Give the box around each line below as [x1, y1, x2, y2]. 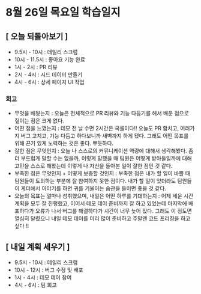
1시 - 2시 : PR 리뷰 [14, 64, 58, 70]
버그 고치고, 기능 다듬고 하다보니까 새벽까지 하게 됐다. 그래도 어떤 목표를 [20, 132, 189, 139]
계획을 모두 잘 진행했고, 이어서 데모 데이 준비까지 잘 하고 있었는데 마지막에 [14, 200, 187, 207]
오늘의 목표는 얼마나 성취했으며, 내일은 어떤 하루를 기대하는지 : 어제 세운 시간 [14, 192, 194, 200]
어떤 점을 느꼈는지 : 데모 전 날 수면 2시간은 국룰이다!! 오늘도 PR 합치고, [14, 124, 179, 132]
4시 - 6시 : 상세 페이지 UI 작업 [14, 79, 85, 85]
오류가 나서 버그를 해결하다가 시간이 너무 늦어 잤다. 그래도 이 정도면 [35, 207, 193, 215]
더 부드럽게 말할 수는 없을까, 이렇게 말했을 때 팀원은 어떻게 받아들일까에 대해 [14, 155, 193, 162]
